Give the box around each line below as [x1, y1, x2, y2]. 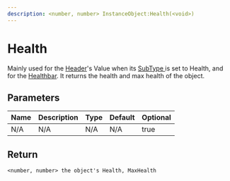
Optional [141, 113, 171, 123]
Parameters [7, 92, 60, 104]
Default [109, 113, 135, 123]
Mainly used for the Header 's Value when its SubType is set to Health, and [7, 64, 224, 73]
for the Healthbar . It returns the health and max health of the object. [7, 71, 205, 80]
